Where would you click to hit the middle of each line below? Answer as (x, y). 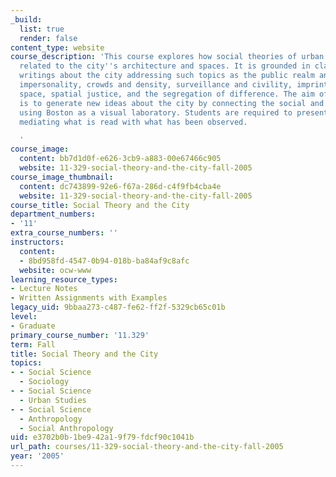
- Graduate (33, 326)
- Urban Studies (53, 400)
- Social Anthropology (66, 428)
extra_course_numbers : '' (64, 233)
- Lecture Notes (44, 289)
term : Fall (33, 344)
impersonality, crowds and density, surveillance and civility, (156, 85)
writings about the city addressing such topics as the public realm (167, 76)
